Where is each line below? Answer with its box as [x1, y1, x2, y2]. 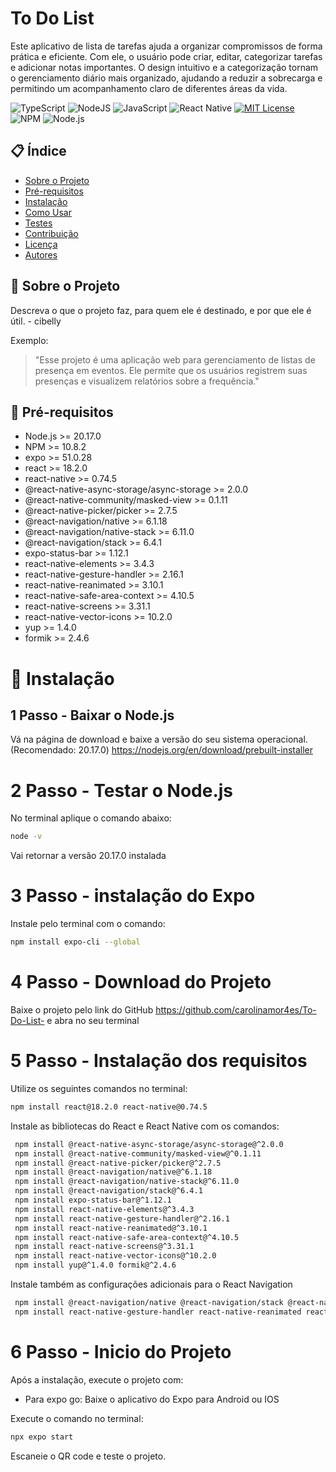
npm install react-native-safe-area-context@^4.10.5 [14, 1232, 240, 1242]
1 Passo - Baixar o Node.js [10, 707, 175, 724]
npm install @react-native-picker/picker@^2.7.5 [14, 1158, 222, 1168]
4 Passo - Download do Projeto [10, 971, 272, 994]
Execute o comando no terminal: [10, 1412, 144, 1424]
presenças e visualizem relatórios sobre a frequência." [34, 375, 260, 387]
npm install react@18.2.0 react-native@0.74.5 [10, 1102, 208, 1112]
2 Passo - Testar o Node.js [10, 779, 234, 802]
